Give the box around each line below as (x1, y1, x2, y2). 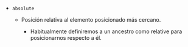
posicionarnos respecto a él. (30, 34, 102, 41)
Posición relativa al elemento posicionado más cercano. (21, 16, 161, 23)
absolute (12, 5, 35, 11)
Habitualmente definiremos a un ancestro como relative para (30, 28, 183, 35)
